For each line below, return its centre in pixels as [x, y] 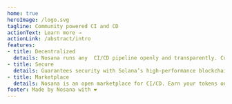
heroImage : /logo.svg [38, 20]
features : [21, 45]
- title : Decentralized [41, 52]
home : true [23, 13]
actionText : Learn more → [44, 32]
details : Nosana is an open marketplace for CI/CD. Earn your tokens [115, 83]
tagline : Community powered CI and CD [63, 26]
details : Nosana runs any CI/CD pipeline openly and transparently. [115, 58]
